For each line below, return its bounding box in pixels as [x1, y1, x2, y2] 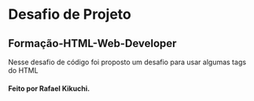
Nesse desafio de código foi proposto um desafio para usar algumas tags [8, 57, 246, 67]
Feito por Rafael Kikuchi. [8, 84, 90, 93]
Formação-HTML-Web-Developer [8, 37, 177, 50]
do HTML [8, 66, 39, 75]
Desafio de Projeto [8, 5, 132, 23]
